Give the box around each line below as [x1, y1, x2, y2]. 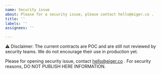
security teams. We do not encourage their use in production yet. [5, 49, 138, 55]
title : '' [5, 16, 26, 21]
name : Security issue [5, 7, 50, 12]
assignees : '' [5, 26, 35, 31]
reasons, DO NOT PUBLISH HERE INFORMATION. [5, 64, 106, 70]
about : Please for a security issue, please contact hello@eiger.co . [5, 12, 154, 17]
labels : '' [5, 21, 28, 26]
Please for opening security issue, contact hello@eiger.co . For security [5, 58, 151, 64]
